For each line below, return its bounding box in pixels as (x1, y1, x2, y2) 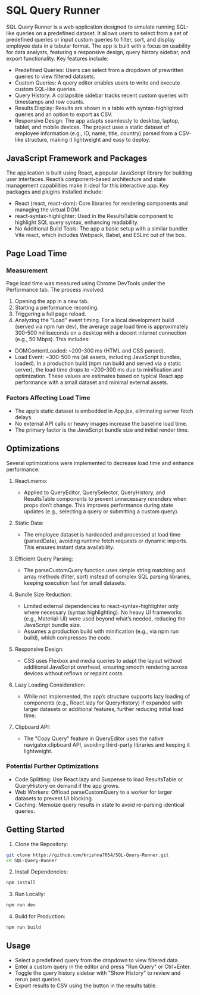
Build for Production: (14, 913, 65, 920)
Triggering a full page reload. (14, 310, 86, 317)
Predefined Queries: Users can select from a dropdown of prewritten (14, 66, 184, 73)
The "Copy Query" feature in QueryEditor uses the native (23, 735, 164, 742)
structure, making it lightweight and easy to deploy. (24, 136, 151, 143)
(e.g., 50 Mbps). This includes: (14, 336, 90, 343)
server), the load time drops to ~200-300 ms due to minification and (14, 366, 183, 373)
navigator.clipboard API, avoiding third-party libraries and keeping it (23, 741, 190, 748)
